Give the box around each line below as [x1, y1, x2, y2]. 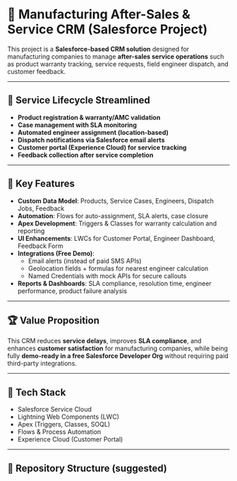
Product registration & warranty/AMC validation [17, 113, 161, 121]
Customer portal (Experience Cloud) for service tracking [17, 143, 187, 151]
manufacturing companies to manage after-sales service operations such [7, 52, 224, 61]
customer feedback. [7, 67, 66, 76]
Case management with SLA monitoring [17, 120, 138, 129]
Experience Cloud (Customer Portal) [17, 435, 123, 444]
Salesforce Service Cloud [17, 405, 92, 414]
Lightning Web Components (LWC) [17, 412, 120, 421]
